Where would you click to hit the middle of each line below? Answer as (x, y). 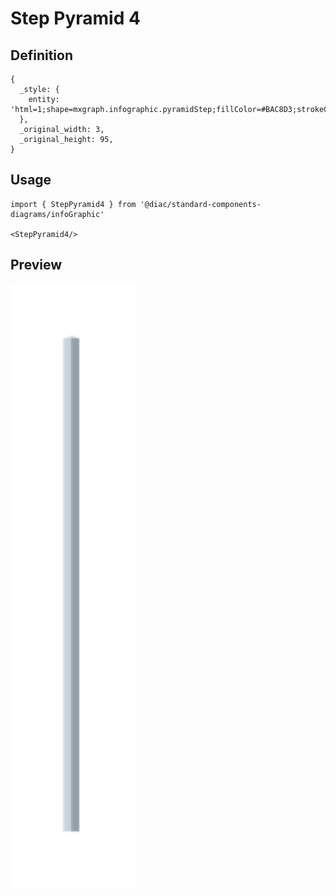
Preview (36, 265)
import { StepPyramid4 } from (73, 204)
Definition (41, 55)
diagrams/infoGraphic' (57, 214)
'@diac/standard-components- (200, 204)
